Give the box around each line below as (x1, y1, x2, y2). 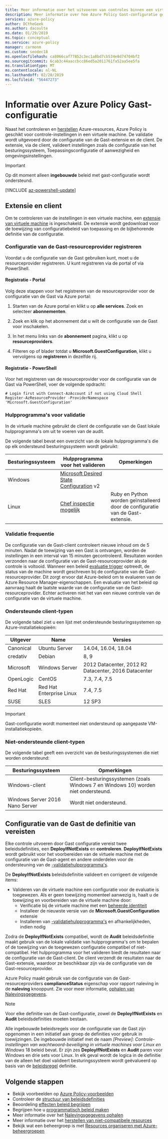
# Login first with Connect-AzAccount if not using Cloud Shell (5, 391, 142, 396)
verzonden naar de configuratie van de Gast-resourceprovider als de (5, 558, 147, 564)
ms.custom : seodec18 (5, 49, 48, 54)
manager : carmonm (5, 45, 41, 50)
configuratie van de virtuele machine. (5, 595, 82, 601)
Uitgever (9, 636, 31, 643)
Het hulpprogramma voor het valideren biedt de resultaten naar (30, 950, 161, 956)
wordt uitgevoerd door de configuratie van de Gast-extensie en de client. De (5, 136, 162, 143)
